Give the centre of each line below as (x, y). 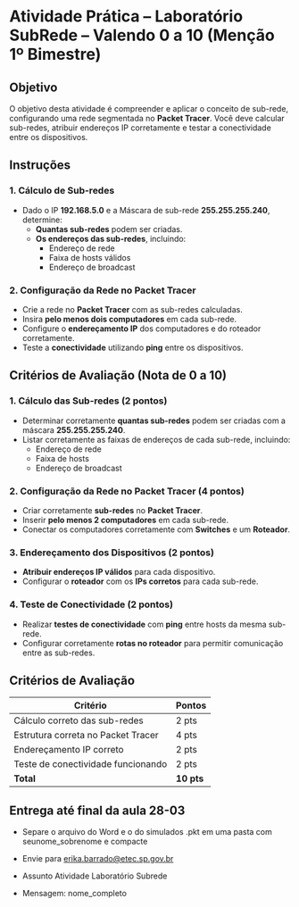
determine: (42, 220)
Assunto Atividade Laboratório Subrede (95, 876)
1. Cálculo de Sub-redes (62, 191)
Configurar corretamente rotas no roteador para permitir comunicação (153, 643)
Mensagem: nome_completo (75, 894)
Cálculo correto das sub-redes (79, 720)
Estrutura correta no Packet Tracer (86, 736)
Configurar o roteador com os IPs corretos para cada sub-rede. (140, 581)
